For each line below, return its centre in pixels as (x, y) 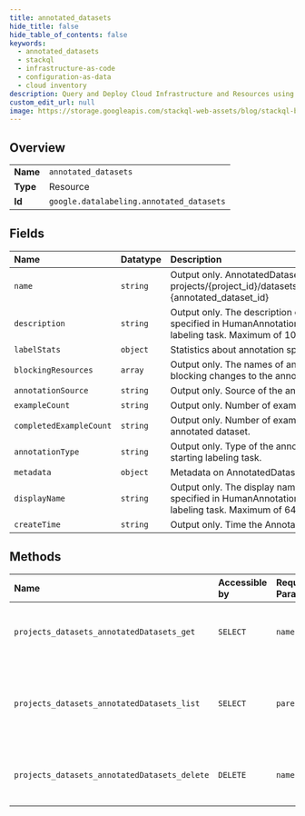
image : (22, 111)
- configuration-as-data (64, 77)
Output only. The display (222, 487)
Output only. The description (231, 312)
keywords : (28, 43)
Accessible (242, 582)
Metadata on (197, 472)
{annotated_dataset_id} (220, 297)
